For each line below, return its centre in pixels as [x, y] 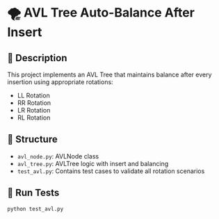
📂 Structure [32, 139]
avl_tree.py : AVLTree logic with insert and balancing [93, 163]
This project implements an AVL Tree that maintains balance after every [109, 74]
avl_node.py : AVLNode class [58, 156]
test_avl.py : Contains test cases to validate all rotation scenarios [111, 171]
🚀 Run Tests [33, 193]
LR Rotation [34, 110]
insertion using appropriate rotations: [60, 82]
